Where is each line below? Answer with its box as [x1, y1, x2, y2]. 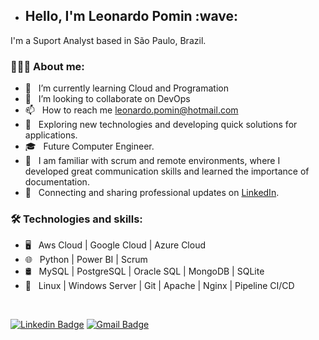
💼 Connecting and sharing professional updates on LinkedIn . [24, 187, 280, 199]
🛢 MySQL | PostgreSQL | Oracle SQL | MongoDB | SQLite [24, 265, 265, 278]
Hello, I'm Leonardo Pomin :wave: [24, 8, 239, 25]
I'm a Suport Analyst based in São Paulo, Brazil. [10, 34, 207, 46]
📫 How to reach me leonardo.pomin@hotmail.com [24, 104, 239, 116]
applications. [24, 129, 78, 141]
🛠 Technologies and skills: [10, 212, 143, 226]
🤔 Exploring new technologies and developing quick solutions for [24, 119, 298, 131]
